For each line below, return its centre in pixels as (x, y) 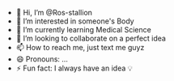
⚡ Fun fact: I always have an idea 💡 (74, 68)
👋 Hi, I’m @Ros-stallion (54, 13)
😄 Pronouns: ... (42, 59)
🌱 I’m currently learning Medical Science (83, 30)
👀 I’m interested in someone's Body (75, 21)
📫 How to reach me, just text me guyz (80, 47)
